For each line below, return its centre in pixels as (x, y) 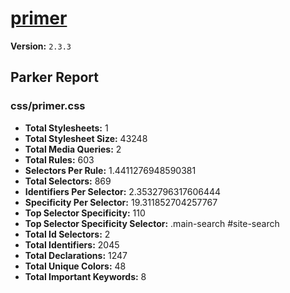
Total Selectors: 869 (68, 181)
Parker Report (54, 77)
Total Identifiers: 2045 (72, 244)
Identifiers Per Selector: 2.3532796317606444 (123, 191)
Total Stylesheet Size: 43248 (86, 138)
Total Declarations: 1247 (76, 255)
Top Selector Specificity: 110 (85, 213)
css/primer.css (48, 106)
